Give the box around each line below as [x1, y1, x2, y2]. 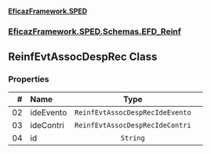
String [120, 134, 145, 143]
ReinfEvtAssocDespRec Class [8, 49, 158, 63]
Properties [8, 73, 49, 84]
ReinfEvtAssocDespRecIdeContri [74, 121, 191, 130]
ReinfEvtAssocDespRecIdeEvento [74, 108, 191, 117]
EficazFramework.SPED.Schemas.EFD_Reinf [8, 26, 182, 37]
